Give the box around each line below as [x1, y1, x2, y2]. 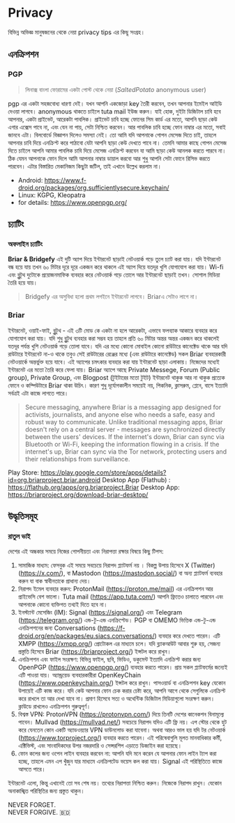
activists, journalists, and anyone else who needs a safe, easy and [24, 410, 215, 419]
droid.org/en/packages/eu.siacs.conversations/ [17, 632, 155, 640]
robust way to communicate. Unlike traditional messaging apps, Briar [24, 417, 223, 426]
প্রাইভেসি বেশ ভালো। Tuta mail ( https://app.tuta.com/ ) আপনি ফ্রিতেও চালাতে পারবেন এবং [17, 592, 224, 601]
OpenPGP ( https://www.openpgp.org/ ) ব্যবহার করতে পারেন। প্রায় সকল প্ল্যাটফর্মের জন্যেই [17, 663, 228, 672]
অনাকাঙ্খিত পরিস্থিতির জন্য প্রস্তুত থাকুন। [8, 787, 85, 795]
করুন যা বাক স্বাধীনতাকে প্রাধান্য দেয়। [17, 577, 91, 585]
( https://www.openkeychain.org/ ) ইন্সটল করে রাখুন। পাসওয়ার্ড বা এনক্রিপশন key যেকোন [17, 679, 226, 687]
